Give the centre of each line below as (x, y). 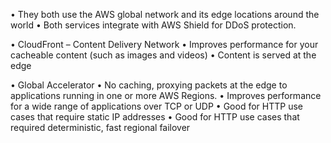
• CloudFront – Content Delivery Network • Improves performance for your (164, 44)
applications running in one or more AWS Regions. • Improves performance (166, 95)
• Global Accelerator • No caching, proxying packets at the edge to (149, 85)
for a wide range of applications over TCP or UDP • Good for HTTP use (156, 106)
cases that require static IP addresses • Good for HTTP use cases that (155, 117)
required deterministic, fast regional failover (100, 127)
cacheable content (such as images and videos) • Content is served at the (163, 55)
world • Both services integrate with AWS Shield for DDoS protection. (153, 25)
